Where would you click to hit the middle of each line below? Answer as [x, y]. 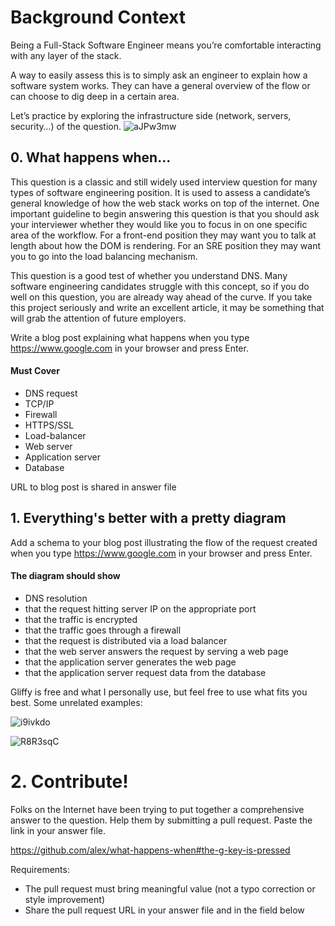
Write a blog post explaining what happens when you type [130, 337]
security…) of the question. [66, 126]
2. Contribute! [69, 782]
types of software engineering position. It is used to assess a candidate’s [160, 192]
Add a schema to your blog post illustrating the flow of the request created [164, 542]
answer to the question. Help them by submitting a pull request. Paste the [161, 820]
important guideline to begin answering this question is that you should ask [165, 213]
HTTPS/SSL [49, 425]
